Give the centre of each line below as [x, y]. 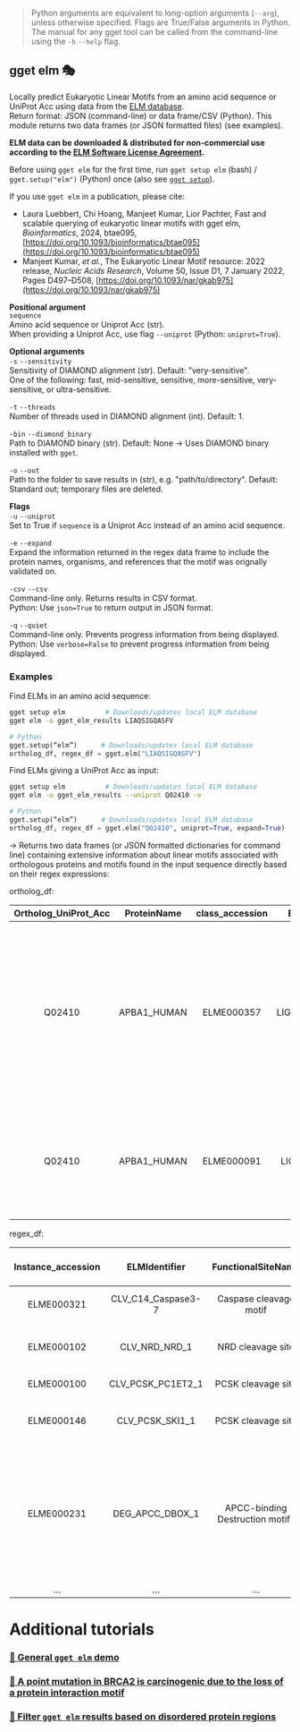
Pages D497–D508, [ [60, 280]
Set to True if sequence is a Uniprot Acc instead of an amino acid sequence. [147, 525]
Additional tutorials [82, 1630]
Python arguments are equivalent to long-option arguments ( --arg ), [155, 13]
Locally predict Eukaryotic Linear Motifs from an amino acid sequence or [143, 97]
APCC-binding [256, 1507]
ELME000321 [57, 1304]
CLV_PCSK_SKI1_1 [156, 1421]
